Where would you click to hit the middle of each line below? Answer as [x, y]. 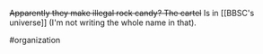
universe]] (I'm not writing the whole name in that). [103, 22]
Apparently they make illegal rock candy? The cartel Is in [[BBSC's [132, 13]
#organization [35, 40]
